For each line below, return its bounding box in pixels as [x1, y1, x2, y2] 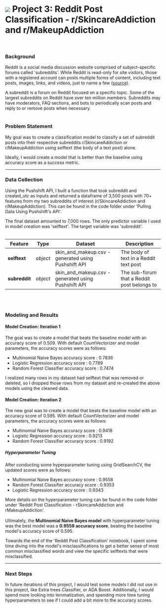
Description [125, 240, 154, 247]
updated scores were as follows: [5, 467, 72, 473]
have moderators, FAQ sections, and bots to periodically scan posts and [5, 100, 152, 106]
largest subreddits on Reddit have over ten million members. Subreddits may [5, 95, 161, 101]
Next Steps [5, 570, 33, 577]
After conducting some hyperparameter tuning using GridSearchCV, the [5, 462, 151, 468]
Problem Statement [5, 123, 53, 130]
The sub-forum [121, 269, 157, 276]
